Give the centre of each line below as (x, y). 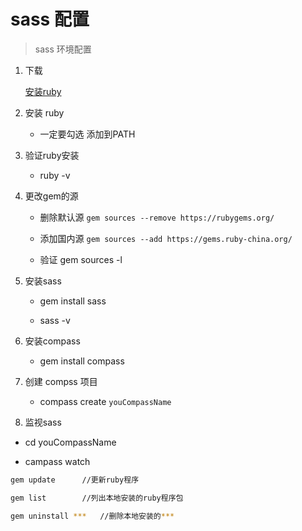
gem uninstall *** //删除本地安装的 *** (92, 516)
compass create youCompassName (105, 401)
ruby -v (55, 175)
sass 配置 (50, 19)
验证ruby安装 (52, 155)
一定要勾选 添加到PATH (87, 134)
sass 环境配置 (63, 49)
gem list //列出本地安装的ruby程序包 (97, 498)
